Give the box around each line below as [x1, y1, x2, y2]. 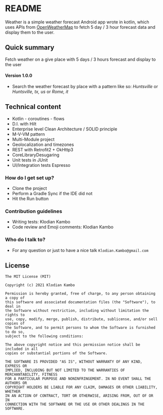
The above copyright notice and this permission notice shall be [5, 343, 140, 347]
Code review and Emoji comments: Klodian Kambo [12, 224, 113, 230]
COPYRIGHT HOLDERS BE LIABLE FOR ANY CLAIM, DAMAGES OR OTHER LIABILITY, [5, 385, 158, 390]
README [5, 3, 42, 14]
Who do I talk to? [5, 236, 46, 243]
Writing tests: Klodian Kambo [12, 219, 71, 225]
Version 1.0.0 [5, 72, 33, 78]
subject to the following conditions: [5, 334, 84, 339]
